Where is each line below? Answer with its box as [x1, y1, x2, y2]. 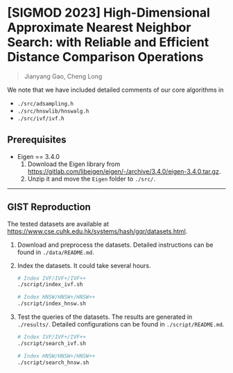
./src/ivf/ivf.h [17, 115, 64, 122]
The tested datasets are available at [7, 219, 110, 228]
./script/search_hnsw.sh [17, 359, 89, 366]
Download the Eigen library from [27, 160, 121, 168]
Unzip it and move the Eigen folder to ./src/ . [27, 174, 156, 183]
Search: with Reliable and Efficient [7, 35, 209, 50]
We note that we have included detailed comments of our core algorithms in [7, 85, 224, 94]
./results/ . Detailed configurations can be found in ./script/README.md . [17, 320, 225, 329]
